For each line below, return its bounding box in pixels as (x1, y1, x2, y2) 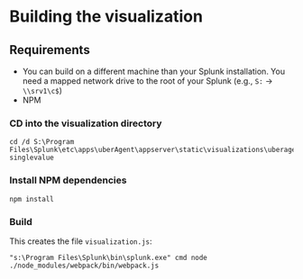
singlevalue (9, 153, 54, 163)
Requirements (9, 42, 90, 58)
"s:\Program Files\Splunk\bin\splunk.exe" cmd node (9, 253, 207, 262)
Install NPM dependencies (9, 174, 127, 186)
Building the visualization (9, 6, 203, 27)
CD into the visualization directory (9, 117, 162, 130)
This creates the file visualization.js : (9, 236, 152, 247)
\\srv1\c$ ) (22, 85, 63, 95)
